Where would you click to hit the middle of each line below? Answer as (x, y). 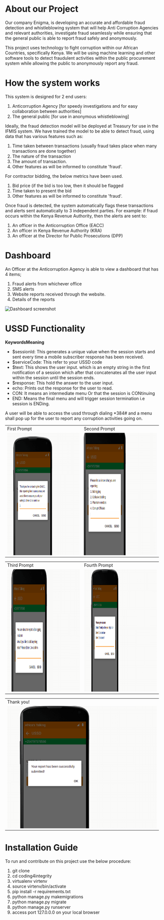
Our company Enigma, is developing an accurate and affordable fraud (75, 23)
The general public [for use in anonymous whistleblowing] (71, 116)
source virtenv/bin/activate (39, 886)
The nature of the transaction (41, 156)
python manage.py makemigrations (48, 897)
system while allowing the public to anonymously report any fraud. (72, 63)
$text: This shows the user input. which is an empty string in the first (81, 367)
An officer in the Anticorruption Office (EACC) (58, 225)
